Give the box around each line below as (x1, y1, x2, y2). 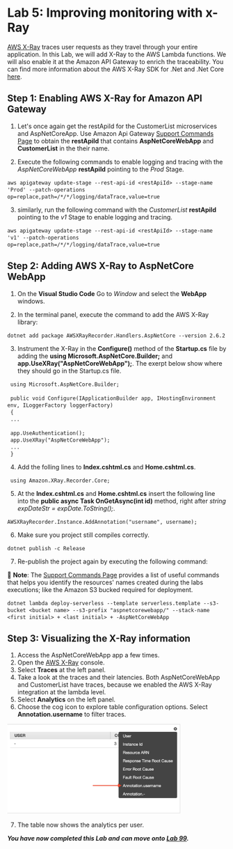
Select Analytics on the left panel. (17, 695, 116, 704)
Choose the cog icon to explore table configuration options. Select (17, 703, 208, 711)
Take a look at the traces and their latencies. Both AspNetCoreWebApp (17, 673, 220, 682)
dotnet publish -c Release (7, 545, 86, 552)
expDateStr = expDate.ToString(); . (17, 504, 115, 513)
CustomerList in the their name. (17, 144, 110, 153)
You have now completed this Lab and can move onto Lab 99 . (7, 834, 189, 843)
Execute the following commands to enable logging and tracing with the (17, 157, 223, 166)
